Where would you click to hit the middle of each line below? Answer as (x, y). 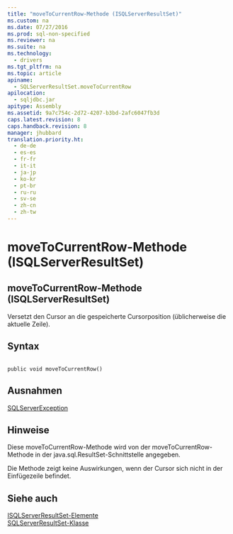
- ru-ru (25, 192)
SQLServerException (38, 408)
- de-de (25, 146)
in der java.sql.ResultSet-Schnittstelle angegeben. (108, 454)
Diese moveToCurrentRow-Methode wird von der (79, 447)
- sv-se (25, 199)
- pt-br (25, 185)
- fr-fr (25, 159)
